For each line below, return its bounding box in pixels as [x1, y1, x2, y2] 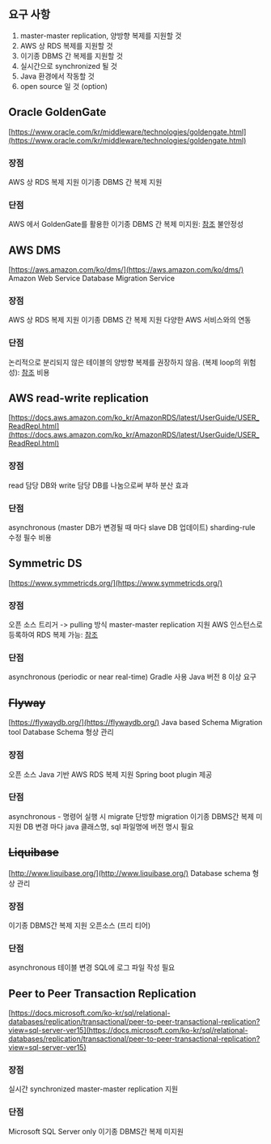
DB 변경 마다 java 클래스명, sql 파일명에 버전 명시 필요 [23, 822, 194, 831]
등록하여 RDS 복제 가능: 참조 [8, 630, 99, 640]
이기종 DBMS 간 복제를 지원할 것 [19, 51, 124, 61]
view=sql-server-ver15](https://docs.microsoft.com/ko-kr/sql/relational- [8, 1026, 248, 1035]
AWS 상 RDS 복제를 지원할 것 [19, 41, 113, 50]
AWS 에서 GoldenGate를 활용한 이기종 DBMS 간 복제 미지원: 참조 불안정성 [8, 220, 244, 229]
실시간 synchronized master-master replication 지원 [8, 1084, 179, 1094]
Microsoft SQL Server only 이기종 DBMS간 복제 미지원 [8, 1126, 184, 1136]
